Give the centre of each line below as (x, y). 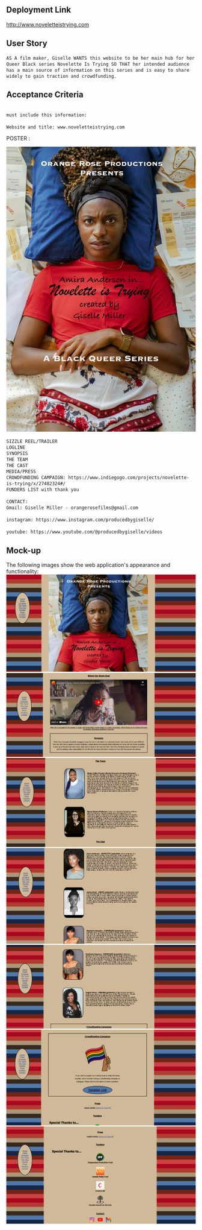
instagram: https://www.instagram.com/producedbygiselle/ (80, 520)
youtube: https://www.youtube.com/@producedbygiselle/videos (84, 532)
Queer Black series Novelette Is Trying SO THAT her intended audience (98, 64)
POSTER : (18, 139)
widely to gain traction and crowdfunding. (62, 76)
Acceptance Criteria (45, 95)
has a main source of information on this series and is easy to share (98, 70)
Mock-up (23, 550)
